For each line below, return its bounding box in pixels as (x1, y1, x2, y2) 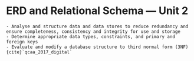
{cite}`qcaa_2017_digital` (6, 49, 73, 55)
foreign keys (6, 39, 38, 45)
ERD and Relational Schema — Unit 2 (6, 4, 189, 18)
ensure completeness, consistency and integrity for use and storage (6, 28, 181, 35)
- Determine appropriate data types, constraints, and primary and (6, 33, 176, 39)
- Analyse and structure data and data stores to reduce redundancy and (6, 23, 189, 29)
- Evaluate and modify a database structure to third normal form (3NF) (6, 44, 189, 50)
